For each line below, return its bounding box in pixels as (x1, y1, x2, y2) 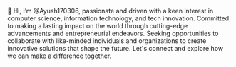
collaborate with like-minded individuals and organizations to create (7, 37, 207, 45)
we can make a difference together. (7, 51, 112, 60)
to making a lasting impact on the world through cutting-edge (7, 22, 188, 30)
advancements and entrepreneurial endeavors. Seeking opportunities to (7, 29, 219, 37)
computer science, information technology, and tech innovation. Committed (7, 14, 230, 23)
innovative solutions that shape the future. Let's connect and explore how (7, 44, 223, 52)
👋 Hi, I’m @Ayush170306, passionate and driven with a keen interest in (7, 7, 214, 15)
